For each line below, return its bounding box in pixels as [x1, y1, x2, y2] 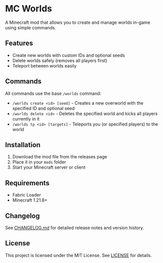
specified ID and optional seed [12, 105, 75, 111]
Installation [5, 140, 41, 149]
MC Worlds [5, 3, 53, 14]
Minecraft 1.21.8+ [12, 197, 48, 203]
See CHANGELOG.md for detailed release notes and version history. [5, 225, 145, 231]
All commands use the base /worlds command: [5, 90, 102, 96]
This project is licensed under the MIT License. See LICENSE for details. [5, 252, 152, 258]
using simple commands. [5, 24, 56, 30]
